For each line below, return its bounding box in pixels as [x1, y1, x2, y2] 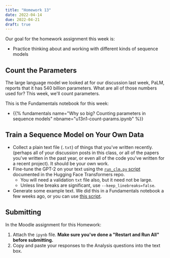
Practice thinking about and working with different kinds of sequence [12, 46, 158, 52]
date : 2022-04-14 [5, 12, 42, 17]
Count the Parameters [5, 66, 77, 75]
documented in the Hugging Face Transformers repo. [12, 171, 125, 177]
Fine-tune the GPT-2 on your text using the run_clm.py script [12, 166, 140, 172]
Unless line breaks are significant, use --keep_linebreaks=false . [20, 182, 156, 188]
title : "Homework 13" [5, 7, 52, 13]
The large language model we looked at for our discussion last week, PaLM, [5, 80, 165, 86]
